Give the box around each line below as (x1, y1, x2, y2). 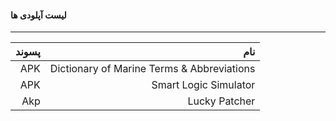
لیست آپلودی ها (10, 9, 67, 21)
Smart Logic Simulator (151, 78, 256, 92)
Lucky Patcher (187, 94, 256, 108)
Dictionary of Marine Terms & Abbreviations (49, 62, 256, 76)
